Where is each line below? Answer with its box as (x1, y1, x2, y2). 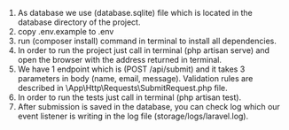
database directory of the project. (17, 17, 141, 27)
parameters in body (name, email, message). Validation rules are (17, 73, 254, 83)
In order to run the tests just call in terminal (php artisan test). (17, 92, 242, 103)
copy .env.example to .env (17, 27, 114, 36)
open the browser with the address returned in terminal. (17, 55, 222, 65)
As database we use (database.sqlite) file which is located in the (17, 8, 253, 18)
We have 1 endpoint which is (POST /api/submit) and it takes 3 (17, 64, 246, 74)
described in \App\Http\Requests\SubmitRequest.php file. (17, 83, 228, 93)
